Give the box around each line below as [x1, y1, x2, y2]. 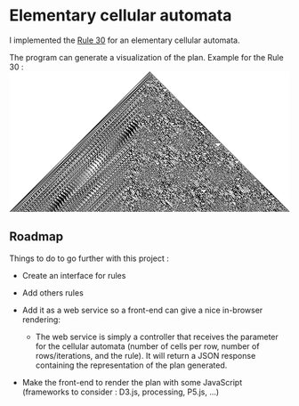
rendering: [21, 313, 61, 325]
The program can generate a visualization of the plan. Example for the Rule [9, 52, 284, 62]
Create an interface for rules [21, 270, 126, 280]
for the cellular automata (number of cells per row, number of [35, 340, 260, 352]
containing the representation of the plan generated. [35, 360, 228, 370]
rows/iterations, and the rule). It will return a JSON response [35, 350, 256, 361]
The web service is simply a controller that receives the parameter [35, 331, 279, 342]
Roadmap [9, 229, 64, 245]
